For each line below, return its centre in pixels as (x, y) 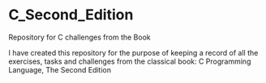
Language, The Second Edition (60, 69)
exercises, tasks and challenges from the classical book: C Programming (130, 61)
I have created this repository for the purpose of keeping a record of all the (133, 52)
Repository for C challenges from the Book (80, 37)
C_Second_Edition (71, 15)
